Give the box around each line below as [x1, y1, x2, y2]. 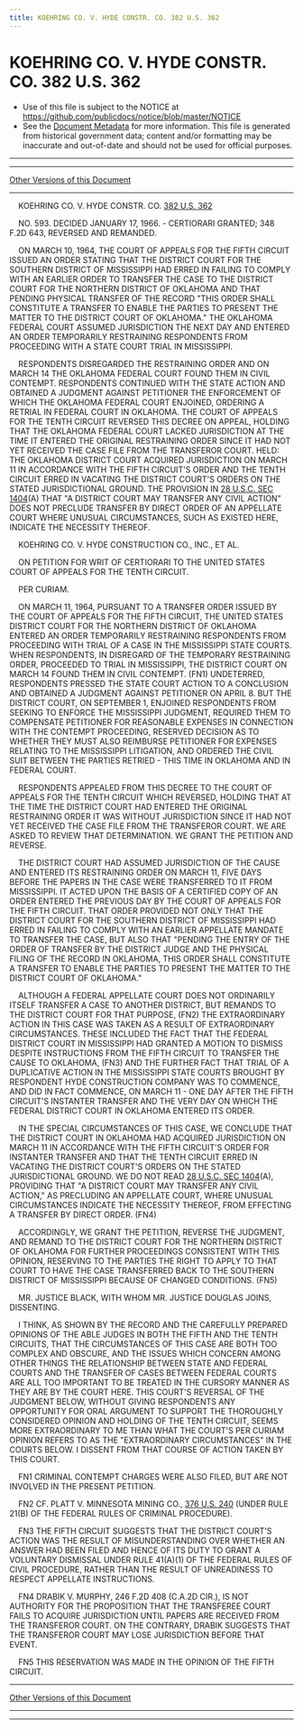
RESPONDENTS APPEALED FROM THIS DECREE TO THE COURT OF [17, 782, 272, 793]
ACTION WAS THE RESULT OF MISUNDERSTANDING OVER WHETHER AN [9, 1535, 286, 1546]
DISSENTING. [9, 1301, 60, 1312]
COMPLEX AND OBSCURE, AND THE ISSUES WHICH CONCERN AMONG [9, 1348, 281, 1358]
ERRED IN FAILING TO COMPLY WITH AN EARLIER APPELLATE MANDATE [9, 924, 284, 935]
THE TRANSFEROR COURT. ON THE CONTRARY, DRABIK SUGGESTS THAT [9, 1620, 291, 1630]
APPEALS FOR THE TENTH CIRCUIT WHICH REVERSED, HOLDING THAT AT [9, 792, 292, 803]
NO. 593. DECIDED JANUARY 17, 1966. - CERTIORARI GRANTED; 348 [17, 218, 275, 229]
